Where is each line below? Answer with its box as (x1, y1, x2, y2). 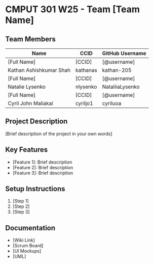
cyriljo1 (75, 100, 94, 107)
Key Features (5, 145, 48, 154)
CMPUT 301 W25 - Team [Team (5, 4, 140, 15)
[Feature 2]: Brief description (12, 164, 73, 170)
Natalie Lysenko (8, 83, 46, 90)
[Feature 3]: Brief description (12, 170, 73, 176)
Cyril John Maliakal (8, 100, 53, 107)
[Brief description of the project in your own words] (5, 130, 112, 137)
